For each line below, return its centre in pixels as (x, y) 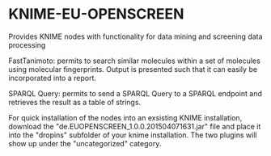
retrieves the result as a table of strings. (75, 102)
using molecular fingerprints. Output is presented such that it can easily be (133, 69)
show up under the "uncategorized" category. (85, 143)
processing (27, 44)
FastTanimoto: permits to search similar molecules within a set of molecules (134, 61)
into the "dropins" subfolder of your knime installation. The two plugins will (133, 135)
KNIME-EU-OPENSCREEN (96, 14)
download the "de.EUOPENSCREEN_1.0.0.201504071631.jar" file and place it (135, 126)
